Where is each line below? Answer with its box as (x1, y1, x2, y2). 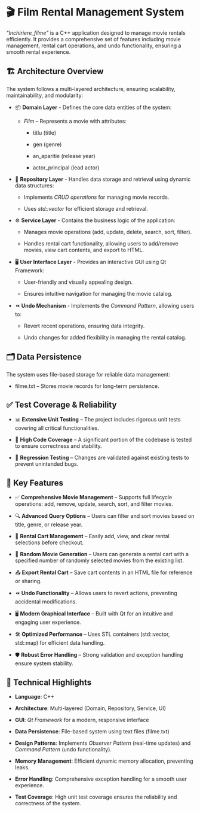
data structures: (14, 181, 54, 189)
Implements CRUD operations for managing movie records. (23, 193, 170, 201)
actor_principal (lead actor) (32, 163, 100, 171)
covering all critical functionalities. (14, 424, 100, 432)
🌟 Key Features (6, 478, 64, 488)
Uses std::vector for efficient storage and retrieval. (23, 205, 148, 212)
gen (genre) (32, 141, 62, 148)
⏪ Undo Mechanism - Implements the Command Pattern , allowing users (14, 302, 195, 309)
